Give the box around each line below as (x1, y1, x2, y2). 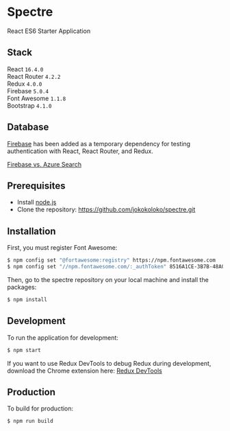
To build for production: (7, 404, 74, 412)
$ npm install (7, 296, 48, 303)
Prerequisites (7, 180, 66, 191)
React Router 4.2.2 (7, 72, 61, 80)
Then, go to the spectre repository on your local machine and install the (7, 275, 209, 283)
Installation (7, 225, 56, 237)
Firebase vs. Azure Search (7, 160, 82, 168)
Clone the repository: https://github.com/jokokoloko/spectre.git (16, 205, 196, 213)
